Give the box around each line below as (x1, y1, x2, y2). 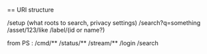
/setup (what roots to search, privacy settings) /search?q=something (7, 19, 201, 26)
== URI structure (7, 6, 55, 13)
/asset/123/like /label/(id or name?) (7, 26, 105, 34)
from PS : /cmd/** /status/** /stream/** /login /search (7, 39, 159, 47)
